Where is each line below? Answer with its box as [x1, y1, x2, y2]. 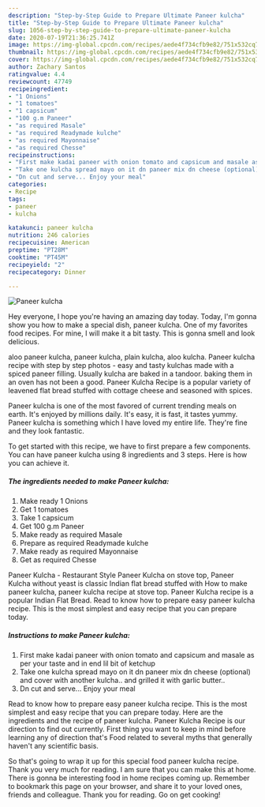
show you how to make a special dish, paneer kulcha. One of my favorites [8, 321, 248, 330]
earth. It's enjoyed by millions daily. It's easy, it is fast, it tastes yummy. [8, 410, 238, 419]
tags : [8, 195, 26, 203]
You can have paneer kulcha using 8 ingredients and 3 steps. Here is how [8, 450, 248, 460]
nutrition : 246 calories [8, 231, 90, 239]
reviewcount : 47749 [8, 77, 73, 85]
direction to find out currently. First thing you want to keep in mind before [8, 724, 246, 734]
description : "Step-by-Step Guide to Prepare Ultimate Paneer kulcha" [8, 11, 245, 20]
